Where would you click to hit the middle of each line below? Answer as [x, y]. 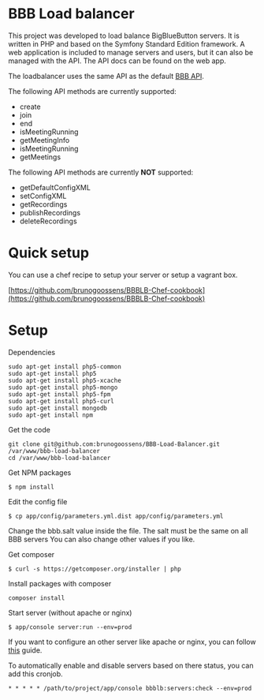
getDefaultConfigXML [55, 187]
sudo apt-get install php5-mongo [63, 387]
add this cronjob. [35, 674]
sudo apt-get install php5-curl [61, 401]
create [30, 107]
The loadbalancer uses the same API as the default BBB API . [106, 76]
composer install [37, 598]
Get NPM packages [40, 472]
